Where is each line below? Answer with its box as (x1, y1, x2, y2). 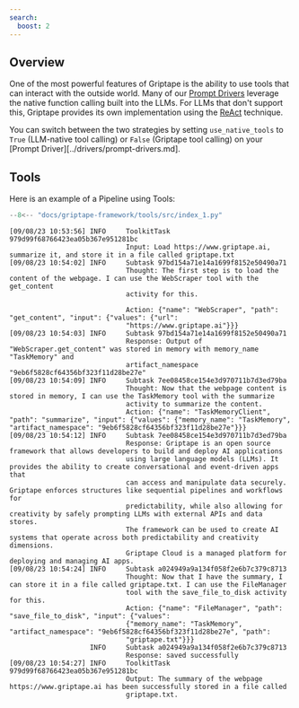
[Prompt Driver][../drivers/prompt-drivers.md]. (9, 144, 181, 154)
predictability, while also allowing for (125, 502, 283, 511)
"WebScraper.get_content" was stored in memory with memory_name (9, 345, 259, 354)
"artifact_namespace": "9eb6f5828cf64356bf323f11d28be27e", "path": (9, 627, 271, 636)
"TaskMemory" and (9, 353, 75, 362)
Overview (9, 55, 66, 70)
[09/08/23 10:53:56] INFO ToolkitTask (9, 227, 171, 236)
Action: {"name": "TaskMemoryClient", (125, 407, 271, 416)
